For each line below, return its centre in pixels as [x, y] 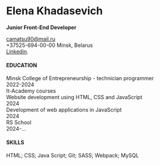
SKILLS [15, 142]
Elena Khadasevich [54, 11]
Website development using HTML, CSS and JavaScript [74, 97]
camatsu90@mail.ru [31, 39]
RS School [19, 122]
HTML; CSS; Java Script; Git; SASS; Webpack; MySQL [73, 156]
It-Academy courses [31, 91]
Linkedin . [17, 51]
